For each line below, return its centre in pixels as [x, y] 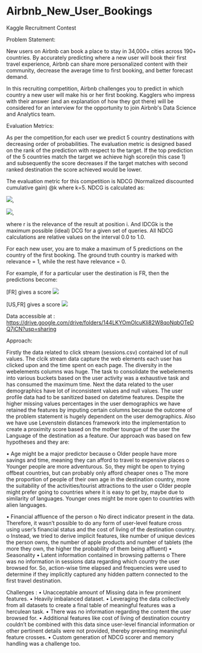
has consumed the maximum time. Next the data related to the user [90, 384]
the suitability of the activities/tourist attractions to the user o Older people [99, 485]
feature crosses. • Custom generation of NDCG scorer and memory [90, 637]
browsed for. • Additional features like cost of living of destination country [98, 618]
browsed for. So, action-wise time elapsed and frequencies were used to [96, 567]
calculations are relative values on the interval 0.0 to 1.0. [76, 237]
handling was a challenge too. [43, 643]
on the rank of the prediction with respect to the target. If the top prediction [99, 150]
